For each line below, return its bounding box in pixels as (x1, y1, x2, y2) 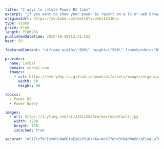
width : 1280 (14, 119, 38, 124)
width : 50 (18, 79, 38, 84)
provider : (5, 56, 25, 61)
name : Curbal (9, 61, 36, 66)
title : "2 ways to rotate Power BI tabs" (5, 7, 91, 12)
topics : (5, 92, 21, 97)
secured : (5, 136, 23, 141)
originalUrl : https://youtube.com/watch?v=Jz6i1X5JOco (5, 16, 119, 21)
